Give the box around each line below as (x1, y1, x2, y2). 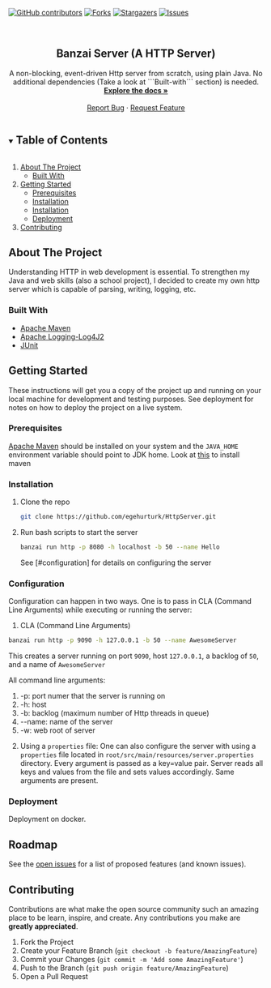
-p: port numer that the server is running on (19, 691, 166, 701)
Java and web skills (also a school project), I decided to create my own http (8, 276, 260, 285)
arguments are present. (19, 776, 99, 785)
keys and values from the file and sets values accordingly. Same (19, 767, 235, 777)
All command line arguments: (8, 675, 106, 685)
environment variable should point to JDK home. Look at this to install (8, 450, 240, 460)
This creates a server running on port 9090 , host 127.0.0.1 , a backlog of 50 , (8, 651, 259, 661)
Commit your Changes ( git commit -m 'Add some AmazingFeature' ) (19, 954, 244, 964)
